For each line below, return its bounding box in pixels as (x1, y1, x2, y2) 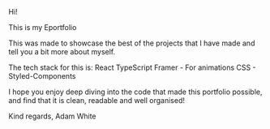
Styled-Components (8, 71, 76, 80)
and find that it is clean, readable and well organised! (8, 96, 185, 105)
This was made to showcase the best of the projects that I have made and (8, 38, 255, 48)
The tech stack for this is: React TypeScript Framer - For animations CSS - (8, 62, 257, 72)
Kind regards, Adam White (8, 111, 96, 121)
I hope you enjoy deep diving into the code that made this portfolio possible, (8, 87, 263, 97)
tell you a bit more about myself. (8, 47, 116, 56)
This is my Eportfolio (8, 23, 77, 32)
